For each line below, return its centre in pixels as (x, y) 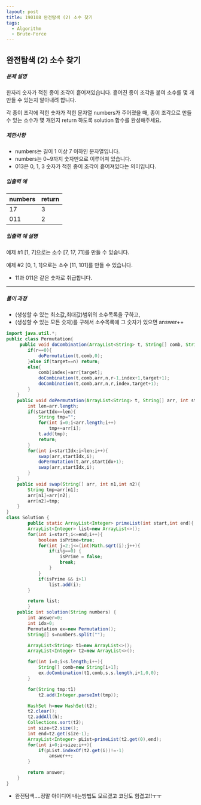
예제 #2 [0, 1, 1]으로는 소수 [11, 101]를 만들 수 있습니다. (70, 265)
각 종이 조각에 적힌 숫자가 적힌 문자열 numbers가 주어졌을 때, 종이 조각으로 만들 (99, 113)
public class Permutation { (40, 339)
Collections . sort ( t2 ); (56, 723)
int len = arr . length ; (53, 406)
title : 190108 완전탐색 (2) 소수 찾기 (49, 17)
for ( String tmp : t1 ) (52, 689)
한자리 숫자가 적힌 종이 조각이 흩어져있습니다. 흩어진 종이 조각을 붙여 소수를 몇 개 (100, 92)
